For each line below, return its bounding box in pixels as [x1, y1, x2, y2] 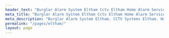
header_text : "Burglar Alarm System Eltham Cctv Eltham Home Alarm [5, 7, 150, 12]
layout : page [5, 26, 33, 31]
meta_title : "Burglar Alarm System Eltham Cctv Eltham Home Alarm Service [5, 12, 165, 17]
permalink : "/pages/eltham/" [5, 21, 66, 26]
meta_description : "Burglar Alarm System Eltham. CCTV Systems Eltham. [5, 16, 158, 21]
